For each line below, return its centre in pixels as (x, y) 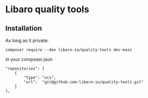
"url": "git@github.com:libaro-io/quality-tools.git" (84, 82)
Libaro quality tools (47, 9)
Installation (24, 28)
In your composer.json (29, 59)
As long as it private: (27, 40)
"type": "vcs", (40, 78)
